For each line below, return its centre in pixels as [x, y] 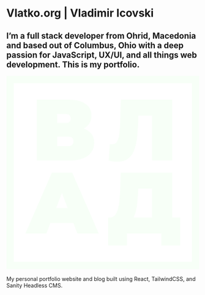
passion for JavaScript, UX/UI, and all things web [102, 55]
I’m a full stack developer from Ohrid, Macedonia [101, 36]
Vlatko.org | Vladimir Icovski [80, 13]
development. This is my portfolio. [73, 64]
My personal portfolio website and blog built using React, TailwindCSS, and [101, 279]
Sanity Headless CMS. [35, 285]
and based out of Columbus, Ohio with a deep [95, 45]
